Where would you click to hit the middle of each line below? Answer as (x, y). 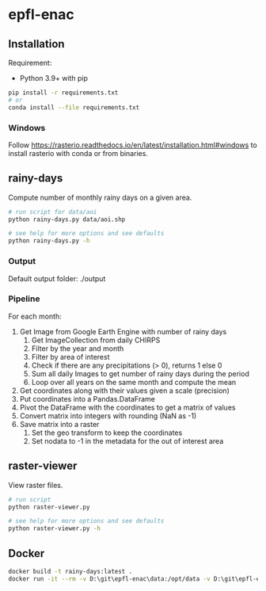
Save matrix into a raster (59, 424)
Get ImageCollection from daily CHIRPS (96, 340)
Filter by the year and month (78, 348)
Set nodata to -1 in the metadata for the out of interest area (127, 440)
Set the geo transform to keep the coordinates (107, 433)
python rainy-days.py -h (49, 241)
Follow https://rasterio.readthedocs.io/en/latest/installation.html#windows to (133, 145)
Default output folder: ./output (57, 278)
